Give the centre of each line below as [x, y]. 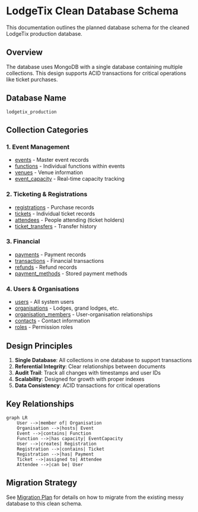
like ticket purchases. [32, 79]
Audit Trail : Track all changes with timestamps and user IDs [88, 372]
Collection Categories [47, 130]
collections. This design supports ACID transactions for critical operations [96, 73]
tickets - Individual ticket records [55, 213]
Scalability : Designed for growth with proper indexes [79, 379]
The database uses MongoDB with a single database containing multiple [94, 67]
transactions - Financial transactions [59, 260]
